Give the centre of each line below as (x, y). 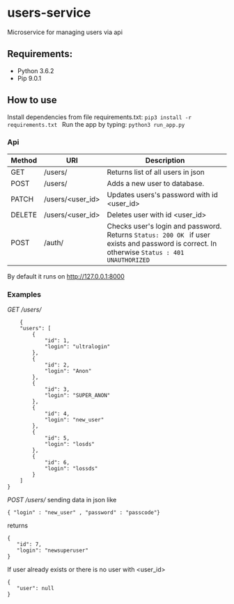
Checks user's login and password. (164, 226)
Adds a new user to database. (156, 183)
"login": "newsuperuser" (53, 551)
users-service (49, 13)
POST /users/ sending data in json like (62, 500)
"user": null (35, 589)
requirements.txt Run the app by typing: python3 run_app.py (96, 124)
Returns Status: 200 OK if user (158, 235)
